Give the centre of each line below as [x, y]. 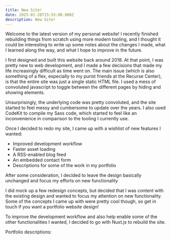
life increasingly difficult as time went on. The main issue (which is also [80, 71]
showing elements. [25, 93]
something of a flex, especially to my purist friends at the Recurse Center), [84, 76]
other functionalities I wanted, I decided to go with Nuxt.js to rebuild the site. [86, 222]
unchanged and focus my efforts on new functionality [62, 181]
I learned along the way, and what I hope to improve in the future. [74, 50]
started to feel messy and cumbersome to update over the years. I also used [86, 108]
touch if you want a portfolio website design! [52, 207]
